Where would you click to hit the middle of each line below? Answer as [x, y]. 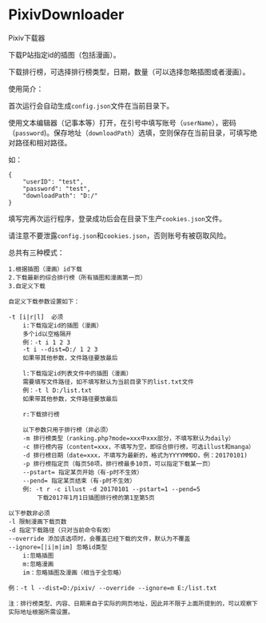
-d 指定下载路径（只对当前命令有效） [61, 530]
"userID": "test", [53, 181]
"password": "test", [57, 188]
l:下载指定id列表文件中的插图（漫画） [77, 373]
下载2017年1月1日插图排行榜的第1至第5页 [96, 498]
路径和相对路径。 [43, 142]
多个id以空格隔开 [47, 334]
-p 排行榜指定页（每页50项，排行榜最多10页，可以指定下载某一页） [118, 464]
